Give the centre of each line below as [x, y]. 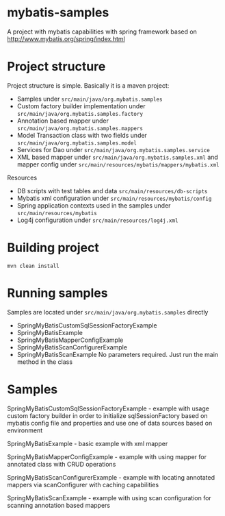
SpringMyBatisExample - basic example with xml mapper [88, 443]
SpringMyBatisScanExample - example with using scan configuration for [109, 497]
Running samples [57, 293]
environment [25, 430]
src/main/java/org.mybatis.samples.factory [80, 114]
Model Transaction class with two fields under [82, 135]
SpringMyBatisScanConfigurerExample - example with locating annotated [111, 477]
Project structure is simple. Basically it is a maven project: [88, 85]
